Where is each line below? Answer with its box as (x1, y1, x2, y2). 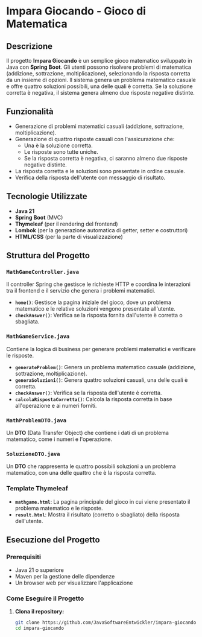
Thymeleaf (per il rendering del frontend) (14, 220, 119, 227)
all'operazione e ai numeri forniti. (14, 402, 97, 409)
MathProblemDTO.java (6, 417, 67, 423)
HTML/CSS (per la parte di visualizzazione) (14, 233, 124, 240)
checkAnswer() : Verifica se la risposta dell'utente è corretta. (14, 389, 162, 396)
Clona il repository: (14, 608, 65, 615)
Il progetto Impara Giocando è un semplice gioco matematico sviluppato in (6, 57, 193, 64)
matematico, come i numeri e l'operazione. (6, 436, 113, 443)
